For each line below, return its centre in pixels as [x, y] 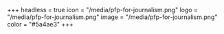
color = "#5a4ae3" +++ [41, 24]
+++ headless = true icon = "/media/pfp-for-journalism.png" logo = [102, 10]
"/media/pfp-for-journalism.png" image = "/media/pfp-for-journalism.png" [112, 17]
